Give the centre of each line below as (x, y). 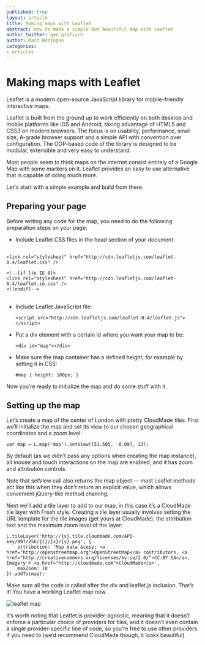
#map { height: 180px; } (47, 375)
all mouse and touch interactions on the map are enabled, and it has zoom (100, 462)
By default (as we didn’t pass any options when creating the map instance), (102, 456)
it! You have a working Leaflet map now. (57, 592)
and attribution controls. (37, 469)
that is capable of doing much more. (52, 175)
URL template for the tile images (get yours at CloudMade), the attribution (99, 519)
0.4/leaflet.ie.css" (33, 284)
